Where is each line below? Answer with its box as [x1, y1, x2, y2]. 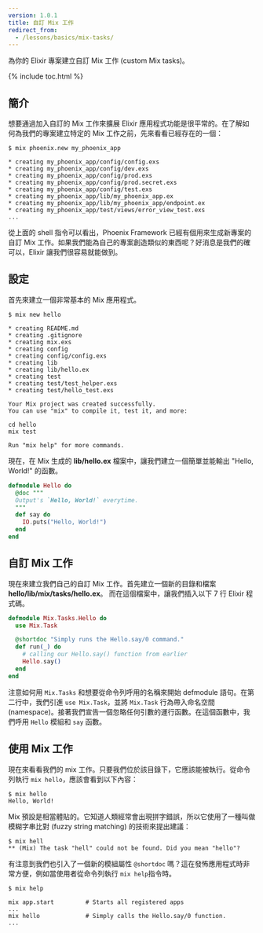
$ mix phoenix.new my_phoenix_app [8, 145, 122, 152]
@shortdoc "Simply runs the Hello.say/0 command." [15, 636, 184, 644]
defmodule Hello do [8, 481, 72, 490]
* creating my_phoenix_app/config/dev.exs [8, 165, 149, 173]
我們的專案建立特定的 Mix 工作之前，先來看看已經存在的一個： [21, 129, 224, 138]
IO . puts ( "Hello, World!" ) [22, 518, 108, 527]
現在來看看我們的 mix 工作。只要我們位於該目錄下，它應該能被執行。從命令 [8, 764, 251, 774]
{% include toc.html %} [8, 72, 84, 81]
